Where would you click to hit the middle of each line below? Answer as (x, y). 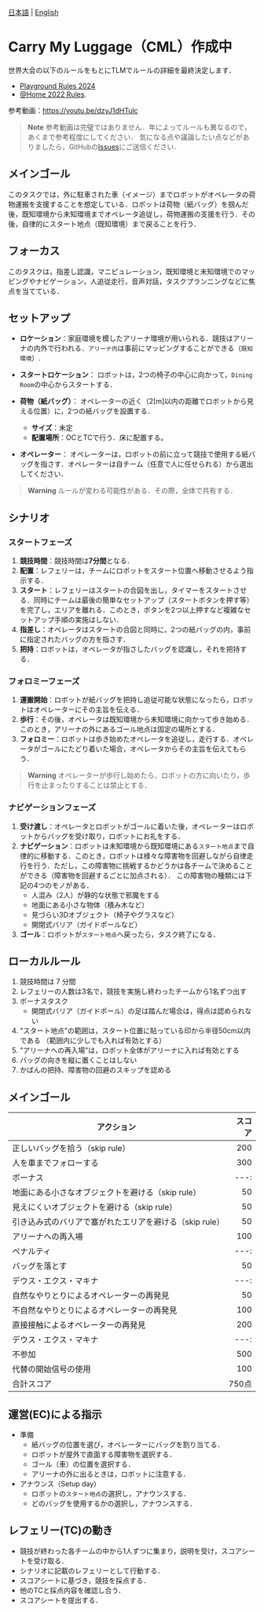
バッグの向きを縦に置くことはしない (78, 1061)
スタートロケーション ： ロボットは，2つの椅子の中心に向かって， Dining (136, 375)
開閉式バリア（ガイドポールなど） (86, 924)
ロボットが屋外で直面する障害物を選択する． (104, 1454)
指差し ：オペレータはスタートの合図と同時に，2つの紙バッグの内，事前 (135, 630)
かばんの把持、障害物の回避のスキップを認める (95, 1070)
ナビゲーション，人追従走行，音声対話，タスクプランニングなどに (142, 281)
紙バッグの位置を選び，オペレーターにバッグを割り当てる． (128, 1445)
